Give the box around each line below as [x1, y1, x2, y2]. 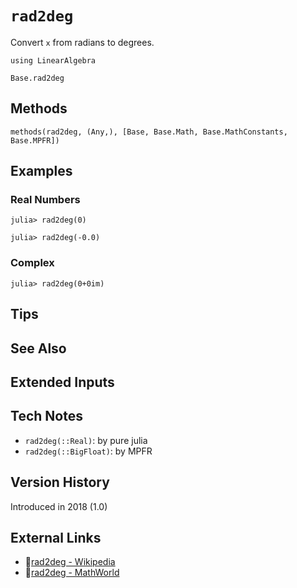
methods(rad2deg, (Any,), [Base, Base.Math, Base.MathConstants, [10, 127, 288, 137]
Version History [10, 474, 110, 491]
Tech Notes [10, 408, 83, 425]
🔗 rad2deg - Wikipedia [24, 556, 116, 568]
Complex [10, 256, 55, 270]
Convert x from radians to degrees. [10, 36, 155, 48]
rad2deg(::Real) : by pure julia [24, 434, 148, 446]
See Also [10, 340, 67, 357]
